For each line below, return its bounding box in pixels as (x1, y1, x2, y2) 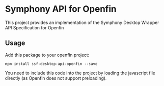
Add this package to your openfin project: (5, 52, 89, 58)
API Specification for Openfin (5, 24, 64, 30)
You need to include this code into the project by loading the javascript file (5, 70, 156, 76)
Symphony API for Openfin (5, 3, 117, 15)
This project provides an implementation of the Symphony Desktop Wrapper (5, 20, 160, 25)
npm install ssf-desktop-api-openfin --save (5, 61, 98, 66)
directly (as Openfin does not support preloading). (5, 75, 107, 81)
